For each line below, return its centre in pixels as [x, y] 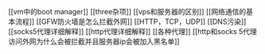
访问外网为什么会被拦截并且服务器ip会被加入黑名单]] [94, 41]
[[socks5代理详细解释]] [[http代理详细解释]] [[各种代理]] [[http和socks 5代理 [132, 31]
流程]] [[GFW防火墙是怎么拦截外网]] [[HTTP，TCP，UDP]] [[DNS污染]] [131, 21]
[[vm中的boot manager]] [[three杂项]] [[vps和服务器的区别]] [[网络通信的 [127, 12]
